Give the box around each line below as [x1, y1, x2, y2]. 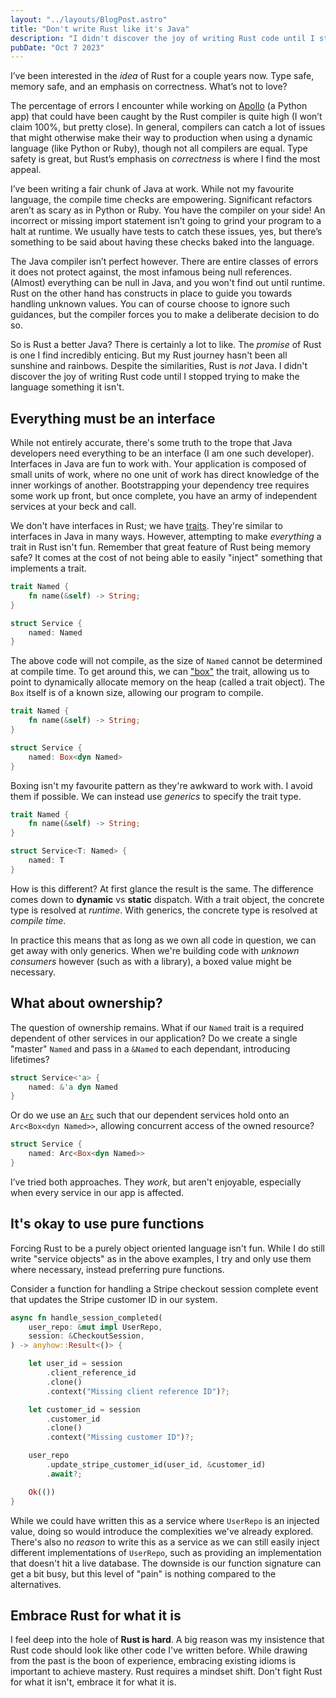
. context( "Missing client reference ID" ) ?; [46, 1386, 230, 1396]
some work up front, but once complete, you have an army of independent [10, 490, 318, 502]
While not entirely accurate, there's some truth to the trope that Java [10, 437, 293, 449]
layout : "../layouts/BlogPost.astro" [10, 14, 168, 25]
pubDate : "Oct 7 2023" [10, 42, 105, 53]
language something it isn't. [10, 381, 125, 393]
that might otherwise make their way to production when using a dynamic [10, 132, 313, 144]
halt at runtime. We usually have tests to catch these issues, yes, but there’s [10, 226, 323, 238]
